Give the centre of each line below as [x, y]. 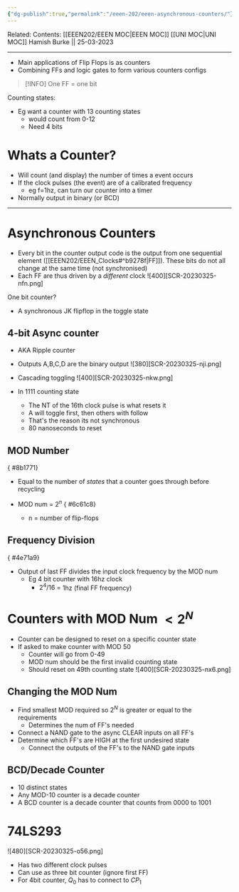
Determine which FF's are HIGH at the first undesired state [103, 740]
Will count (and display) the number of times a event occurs [105, 175]
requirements [37, 717]
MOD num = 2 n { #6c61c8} [57, 503]
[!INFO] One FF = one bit [61, 83]
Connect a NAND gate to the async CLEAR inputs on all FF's [106, 732]
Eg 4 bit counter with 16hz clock [75, 579]
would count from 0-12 [62, 119]
